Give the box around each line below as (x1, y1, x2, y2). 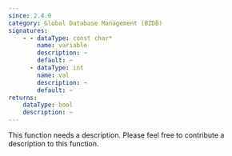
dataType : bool (22, 101, 74, 109)
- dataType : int (29, 64, 84, 72)
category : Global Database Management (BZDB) (8, 19, 162, 27)
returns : (8, 94, 38, 102)
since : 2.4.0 (8, 11, 52, 20)
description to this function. (8, 139, 99, 148)
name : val (37, 71, 70, 79)
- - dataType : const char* (22, 34, 113, 42)
